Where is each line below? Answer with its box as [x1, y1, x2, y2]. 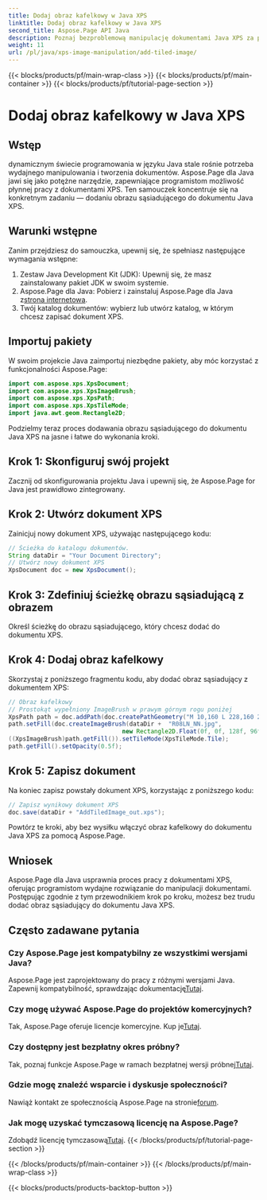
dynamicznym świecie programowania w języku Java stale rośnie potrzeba [8, 160, 254, 168]
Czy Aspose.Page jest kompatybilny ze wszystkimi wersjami [8, 947, 248, 958]
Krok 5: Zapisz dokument [8, 765, 136, 778]
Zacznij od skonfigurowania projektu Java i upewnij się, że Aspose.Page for [8, 476, 256, 486]
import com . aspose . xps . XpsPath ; [8, 394, 115, 402]
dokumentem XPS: [8, 683, 69, 692]
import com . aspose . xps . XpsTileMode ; [8, 402, 130, 410]
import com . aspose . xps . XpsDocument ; [8, 379, 130, 388]
